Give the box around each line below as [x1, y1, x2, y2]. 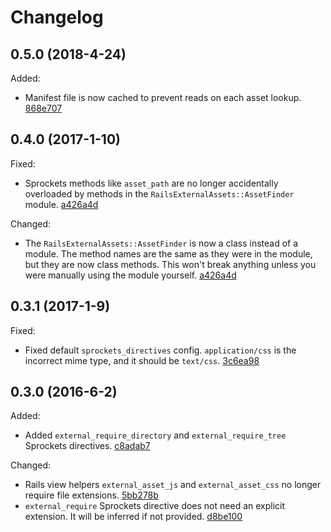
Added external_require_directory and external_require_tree [24, 429, 287, 441]
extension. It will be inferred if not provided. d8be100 [24, 511, 243, 523]
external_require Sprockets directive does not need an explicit [24, 500, 286, 512]
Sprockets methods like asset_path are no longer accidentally [24, 177, 279, 189]
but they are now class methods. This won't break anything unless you [24, 258, 317, 270]
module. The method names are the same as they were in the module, [24, 247, 313, 260]
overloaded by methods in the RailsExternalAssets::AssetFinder [24, 187, 295, 200]
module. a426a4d [24, 198, 99, 210]
